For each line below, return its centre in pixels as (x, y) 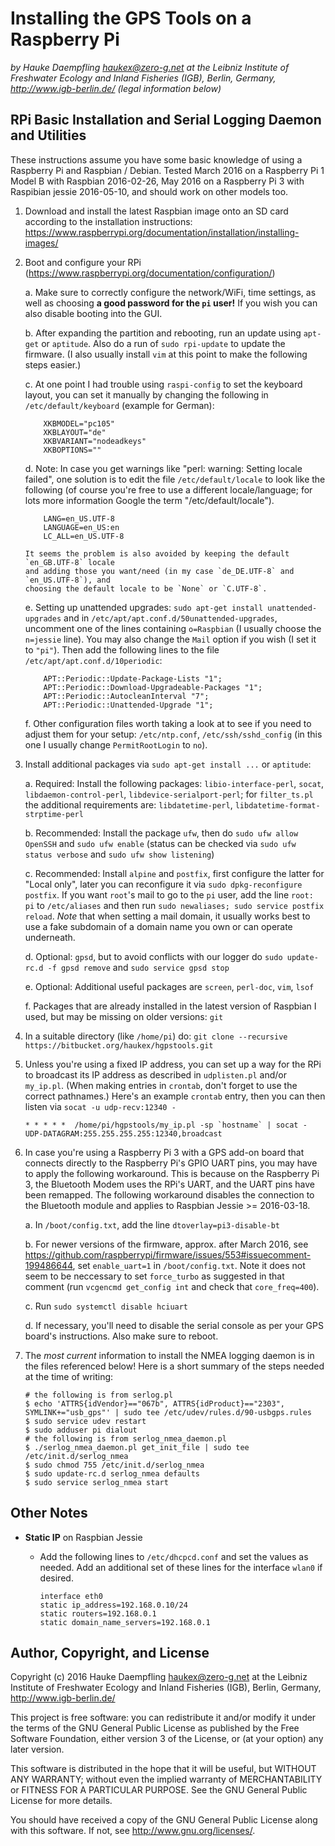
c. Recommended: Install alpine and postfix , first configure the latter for (174, 873)
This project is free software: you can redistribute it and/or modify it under (163, 1718)
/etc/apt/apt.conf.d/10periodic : (93, 660)
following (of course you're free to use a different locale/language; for (168, 489)
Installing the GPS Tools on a (131, 18)
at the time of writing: (69, 1376)
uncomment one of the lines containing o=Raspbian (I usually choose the (173, 628)
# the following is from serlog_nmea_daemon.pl (125, 1438)
